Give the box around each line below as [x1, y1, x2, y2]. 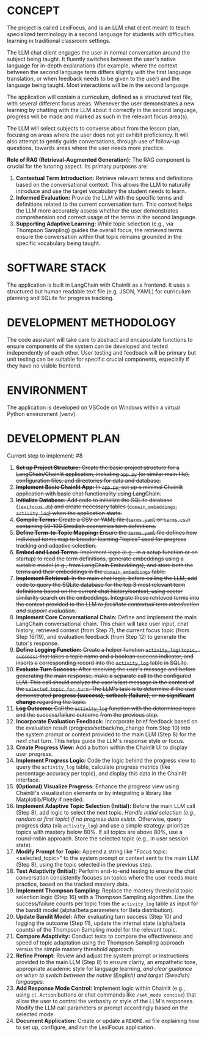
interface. [15, 776, 40, 783]
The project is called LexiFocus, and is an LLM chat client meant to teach [7, 24, 191, 31]
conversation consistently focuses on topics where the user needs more [15, 873, 198, 881]
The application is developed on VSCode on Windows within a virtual [7, 404, 181, 411]
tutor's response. [15, 639, 59, 647]
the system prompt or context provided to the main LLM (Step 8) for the [15, 730, 196, 738]
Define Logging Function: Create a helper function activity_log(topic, [15, 646, 198, 653]
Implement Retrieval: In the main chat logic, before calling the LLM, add [15, 574, 198, 582]
